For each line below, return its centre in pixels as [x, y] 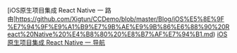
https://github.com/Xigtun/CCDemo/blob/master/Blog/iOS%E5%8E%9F [120, 19]
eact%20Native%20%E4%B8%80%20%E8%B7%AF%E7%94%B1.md [110, 34]
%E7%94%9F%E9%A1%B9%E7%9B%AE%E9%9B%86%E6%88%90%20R [119, 27]
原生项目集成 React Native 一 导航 [56, 43]
